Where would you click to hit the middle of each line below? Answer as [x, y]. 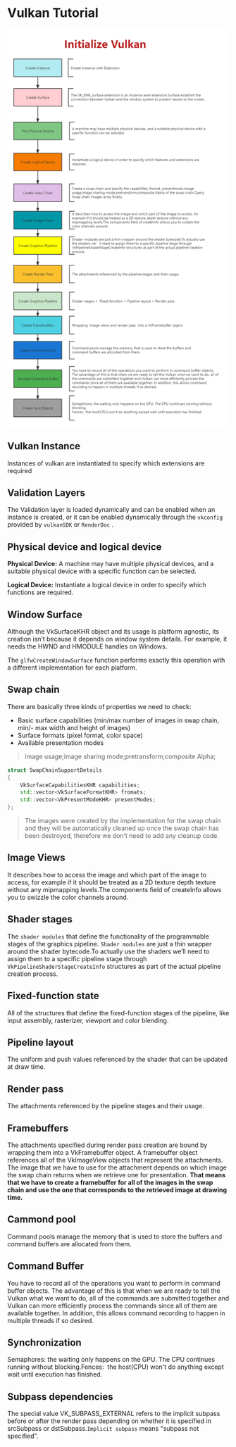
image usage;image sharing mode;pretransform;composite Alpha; [120, 756]
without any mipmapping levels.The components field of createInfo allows [114, 889]
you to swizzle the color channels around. [68, 897]
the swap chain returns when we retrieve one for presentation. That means [117, 1174]
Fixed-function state [54, 996]
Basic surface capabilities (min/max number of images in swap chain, [118, 720]
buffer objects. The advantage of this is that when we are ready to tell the [114, 1291]
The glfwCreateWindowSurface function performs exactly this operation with [116, 660]
